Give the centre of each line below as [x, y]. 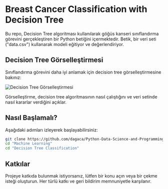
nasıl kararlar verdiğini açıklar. [36, 102]
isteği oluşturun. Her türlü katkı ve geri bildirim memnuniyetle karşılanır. [78, 181]
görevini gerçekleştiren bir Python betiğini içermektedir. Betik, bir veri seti [81, 39]
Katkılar [18, 164]
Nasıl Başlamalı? [31, 118]
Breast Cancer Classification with [76, 9]
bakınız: [13, 77]
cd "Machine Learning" [29, 143]
